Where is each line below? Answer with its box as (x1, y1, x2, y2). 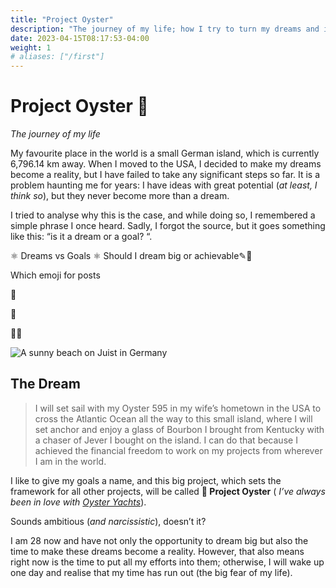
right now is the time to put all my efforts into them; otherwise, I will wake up (10, 556, 325, 568)
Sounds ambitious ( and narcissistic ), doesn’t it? (10, 515, 207, 527)
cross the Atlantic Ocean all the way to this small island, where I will (34, 412, 313, 425)
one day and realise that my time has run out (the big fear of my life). (10, 566, 293, 578)
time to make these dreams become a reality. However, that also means (10, 545, 305, 557)
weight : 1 (10, 42, 52, 53)
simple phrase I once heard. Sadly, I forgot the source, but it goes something (10, 220, 326, 232)
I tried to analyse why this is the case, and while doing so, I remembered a (10, 209, 316, 221)
